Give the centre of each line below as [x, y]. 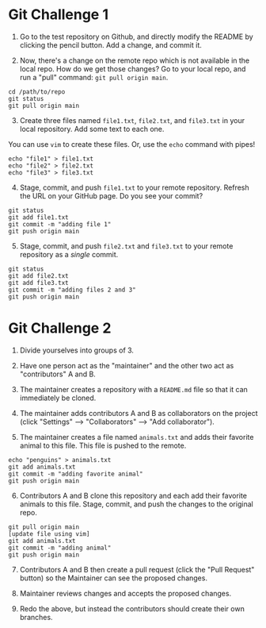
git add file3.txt [38, 283]
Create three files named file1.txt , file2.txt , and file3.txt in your [132, 120]
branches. [36, 617]
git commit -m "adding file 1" [60, 224]
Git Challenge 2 [60, 328]
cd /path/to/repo [37, 92]
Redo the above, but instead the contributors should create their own [132, 608]
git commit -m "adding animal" [60, 548]
